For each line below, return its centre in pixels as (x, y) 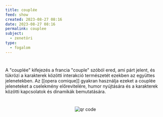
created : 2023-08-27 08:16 (34, 19)
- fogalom (20, 48)
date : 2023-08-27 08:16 (30, 24)
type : (11, 43)
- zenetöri (21, 38)
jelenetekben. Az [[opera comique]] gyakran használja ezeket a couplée (80, 81)
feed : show (17, 15)
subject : (14, 33)
